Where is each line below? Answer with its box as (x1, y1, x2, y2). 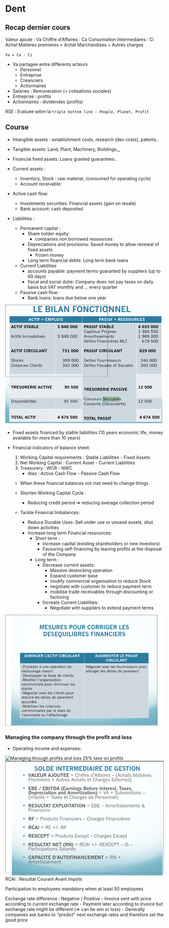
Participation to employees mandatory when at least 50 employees (5, 886, 144, 892)
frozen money (35, 252, 64, 258)
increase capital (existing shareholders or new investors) (42, 541, 160, 547)
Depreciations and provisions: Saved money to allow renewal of (27, 241, 159, 247)
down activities (27, 525, 59, 531)
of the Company (42, 551, 76, 557)
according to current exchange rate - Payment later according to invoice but (5, 901, 163, 907)
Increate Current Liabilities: (42, 600, 99, 606)
